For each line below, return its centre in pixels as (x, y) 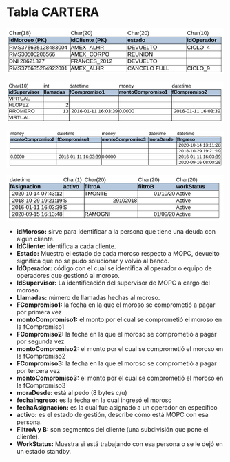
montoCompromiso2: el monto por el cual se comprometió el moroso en (120, 348)
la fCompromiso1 (40, 327)
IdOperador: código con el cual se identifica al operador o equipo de (114, 268)
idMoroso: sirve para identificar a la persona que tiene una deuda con (116, 231)
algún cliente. (35, 239)
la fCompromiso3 (41, 385)
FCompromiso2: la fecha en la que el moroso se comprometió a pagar (116, 334)
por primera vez (39, 312)
